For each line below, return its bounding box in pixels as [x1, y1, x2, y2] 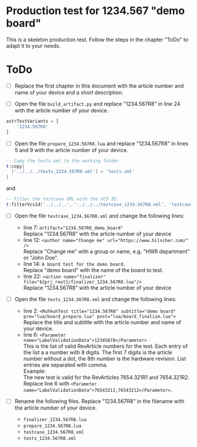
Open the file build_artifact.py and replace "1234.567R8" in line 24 [14, 100, 181, 107]
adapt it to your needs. [6, 42, 61, 49]
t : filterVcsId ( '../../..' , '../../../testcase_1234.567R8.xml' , [6, 201, 167, 208]
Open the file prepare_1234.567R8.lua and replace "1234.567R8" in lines [14, 140, 189, 147]
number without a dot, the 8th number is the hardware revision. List [23, 355, 186, 362]
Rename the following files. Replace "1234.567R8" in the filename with [14, 398, 185, 405]
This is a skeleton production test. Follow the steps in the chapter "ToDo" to [6, 36, 189, 43]
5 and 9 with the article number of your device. [14, 146, 128, 153]
